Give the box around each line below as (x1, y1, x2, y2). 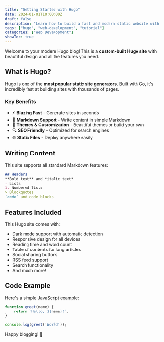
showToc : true (5, 35, 34, 40)
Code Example (5, 281, 51, 290)
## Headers (5, 172, 27, 177)
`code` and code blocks (5, 195, 54, 200)
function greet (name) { (5, 304, 54, 309)
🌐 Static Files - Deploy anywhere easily (12, 134, 93, 140)
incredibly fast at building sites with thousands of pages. (5, 86, 119, 92)
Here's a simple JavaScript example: (5, 295, 79, 301)
